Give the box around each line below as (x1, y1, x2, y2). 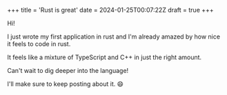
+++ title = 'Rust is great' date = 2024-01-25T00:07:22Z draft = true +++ (7, 6, 214, 14)
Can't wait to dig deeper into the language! (7, 67, 129, 74)
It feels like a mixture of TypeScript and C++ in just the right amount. (7, 53, 202, 61)
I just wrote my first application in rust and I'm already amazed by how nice (7, 32, 221, 41)
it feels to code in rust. (7, 40, 71, 47)
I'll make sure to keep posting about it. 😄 (7, 80, 124, 88)
